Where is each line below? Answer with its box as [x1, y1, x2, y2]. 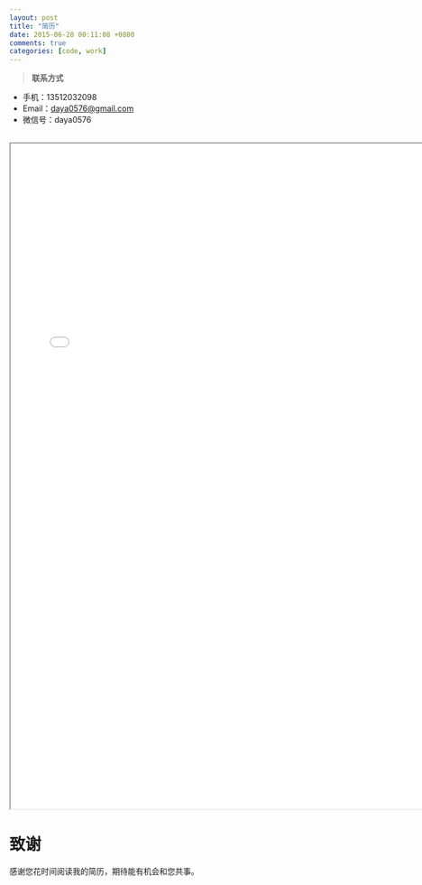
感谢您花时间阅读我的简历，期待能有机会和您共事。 [9, 866, 199, 877]
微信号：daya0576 [22, 115, 92, 125]
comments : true [9, 38, 67, 48]
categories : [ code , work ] [9, 47, 106, 56]
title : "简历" [9, 22, 60, 31]
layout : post [9, 13, 59, 23]
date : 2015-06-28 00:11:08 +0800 [9, 30, 135, 39]
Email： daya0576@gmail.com [22, 103, 134, 114]
